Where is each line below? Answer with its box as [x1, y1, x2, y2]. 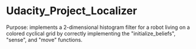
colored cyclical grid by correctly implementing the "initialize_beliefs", [6, 30, 176, 37]
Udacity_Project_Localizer [6, 4, 138, 18]
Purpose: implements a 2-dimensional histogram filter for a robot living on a [6, 24, 190, 31]
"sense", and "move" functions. [6, 36, 83, 43]
